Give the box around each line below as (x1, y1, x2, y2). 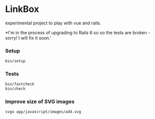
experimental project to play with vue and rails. (5, 20, 101, 26)
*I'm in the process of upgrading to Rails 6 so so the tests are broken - (5, 29, 151, 35)
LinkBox (5, 3, 39, 15)
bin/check (5, 86, 26, 92)
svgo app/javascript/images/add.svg (5, 110, 81, 115)
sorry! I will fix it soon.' (5, 35, 51, 41)
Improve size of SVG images (5, 98, 75, 105)
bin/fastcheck (5, 82, 35, 87)
